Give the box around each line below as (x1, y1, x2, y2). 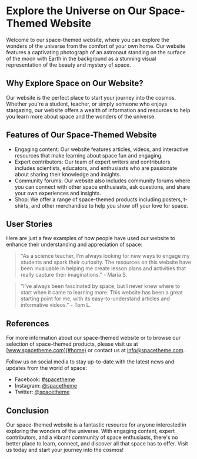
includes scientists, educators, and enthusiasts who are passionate (14, 164, 178, 172)
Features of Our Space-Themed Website (6, 130, 157, 140)
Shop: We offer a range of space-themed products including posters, (14, 196, 182, 203)
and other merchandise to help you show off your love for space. (31, 202, 188, 209)
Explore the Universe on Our (6, 4, 147, 18)
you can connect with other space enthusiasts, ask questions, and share (14, 183, 191, 190)
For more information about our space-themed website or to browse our (6, 335, 181, 342)
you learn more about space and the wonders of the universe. (6, 113, 156, 120)
